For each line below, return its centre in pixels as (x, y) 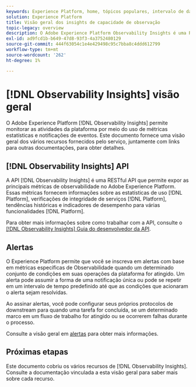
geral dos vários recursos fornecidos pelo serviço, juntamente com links (93, 141)
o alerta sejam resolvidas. (37, 292)
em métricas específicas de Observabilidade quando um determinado (90, 268)
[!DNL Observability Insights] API (68, 166)
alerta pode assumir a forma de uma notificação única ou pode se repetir (94, 280)
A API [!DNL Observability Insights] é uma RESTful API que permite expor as (97, 180)
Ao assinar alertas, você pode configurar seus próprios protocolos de (90, 304)
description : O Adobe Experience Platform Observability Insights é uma (96, 33)
